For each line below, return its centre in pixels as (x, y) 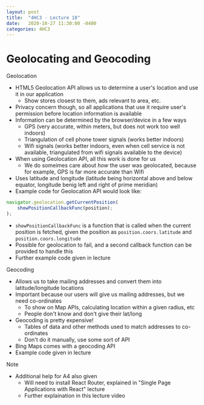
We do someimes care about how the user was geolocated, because (110, 166)
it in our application (39, 94)
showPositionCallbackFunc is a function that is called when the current (103, 225)
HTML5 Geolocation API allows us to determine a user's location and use (107, 88)
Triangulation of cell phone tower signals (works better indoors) (104, 139)
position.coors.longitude (48, 239)
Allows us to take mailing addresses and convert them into (88, 281)
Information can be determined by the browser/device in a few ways (101, 120)
